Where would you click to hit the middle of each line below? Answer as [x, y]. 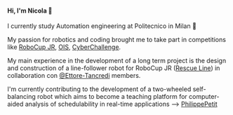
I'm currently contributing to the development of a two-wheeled [99, 89]
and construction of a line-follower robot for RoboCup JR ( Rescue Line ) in [114, 68]
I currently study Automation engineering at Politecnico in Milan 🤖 [102, 26]
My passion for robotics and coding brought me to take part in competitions [117, 40]
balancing [22, 97]
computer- [204, 97]
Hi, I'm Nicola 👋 [30, 11]
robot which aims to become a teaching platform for [112, 97]
